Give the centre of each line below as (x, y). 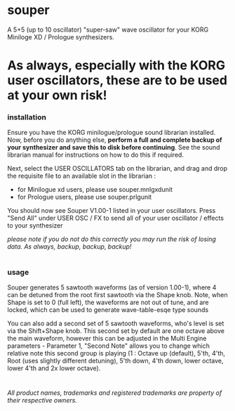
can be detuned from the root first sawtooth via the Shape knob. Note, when (117, 294)
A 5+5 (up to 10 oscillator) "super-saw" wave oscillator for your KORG (108, 30)
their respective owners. (42, 400)
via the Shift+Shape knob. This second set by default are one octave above (116, 331)
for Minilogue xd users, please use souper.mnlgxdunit (95, 190)
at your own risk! (57, 95)
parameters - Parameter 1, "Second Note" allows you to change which (109, 346)
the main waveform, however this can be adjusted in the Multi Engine (107, 338)
